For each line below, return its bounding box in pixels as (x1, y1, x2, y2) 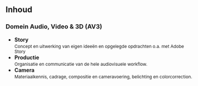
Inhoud (5, 5, 33, 15)
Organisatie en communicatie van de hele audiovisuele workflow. (14, 61, 147, 67)
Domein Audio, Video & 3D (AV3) (5, 23, 103, 31)
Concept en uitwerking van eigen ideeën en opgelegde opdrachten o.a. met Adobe (14, 43, 184, 49)
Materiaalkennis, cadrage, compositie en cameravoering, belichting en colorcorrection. (14, 74, 193, 79)
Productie (14, 53, 39, 61)
